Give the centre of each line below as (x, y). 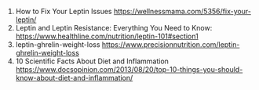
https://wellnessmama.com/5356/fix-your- (182, 11)
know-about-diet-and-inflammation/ (74, 78)
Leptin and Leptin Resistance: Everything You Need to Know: (114, 28)
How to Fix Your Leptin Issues (64, 11)
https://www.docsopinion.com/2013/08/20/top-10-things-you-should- (129, 69)
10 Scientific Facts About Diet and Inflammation (92, 61)
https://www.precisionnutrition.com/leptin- (171, 45)
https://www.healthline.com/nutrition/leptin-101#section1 (107, 36)
